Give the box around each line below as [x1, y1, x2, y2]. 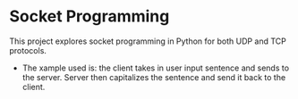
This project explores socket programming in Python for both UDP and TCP [9, 36, 286, 46]
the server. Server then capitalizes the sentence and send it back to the [21, 71, 286, 82]
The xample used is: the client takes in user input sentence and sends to [21, 62, 289, 73]
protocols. [9, 45, 47, 55]
